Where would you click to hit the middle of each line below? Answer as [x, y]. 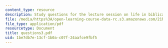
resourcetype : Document [30, 28]
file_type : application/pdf [34, 24]
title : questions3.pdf [29, 33]
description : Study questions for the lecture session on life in [76, 14]
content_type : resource [30, 10]
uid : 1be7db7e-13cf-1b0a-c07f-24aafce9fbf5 [51, 38]
